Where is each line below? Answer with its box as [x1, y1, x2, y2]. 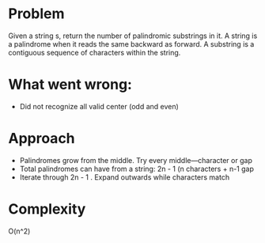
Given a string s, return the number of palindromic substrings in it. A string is [8, 31, 258, 40]
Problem [8, 5, 65, 23]
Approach [8, 130, 75, 147]
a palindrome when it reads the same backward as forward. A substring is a [8, 39, 255, 48]
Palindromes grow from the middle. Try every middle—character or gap [19, 155, 253, 165]
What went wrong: [8, 76, 133, 93]
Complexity [8, 200, 86, 218]
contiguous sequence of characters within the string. [8, 47, 181, 57]
